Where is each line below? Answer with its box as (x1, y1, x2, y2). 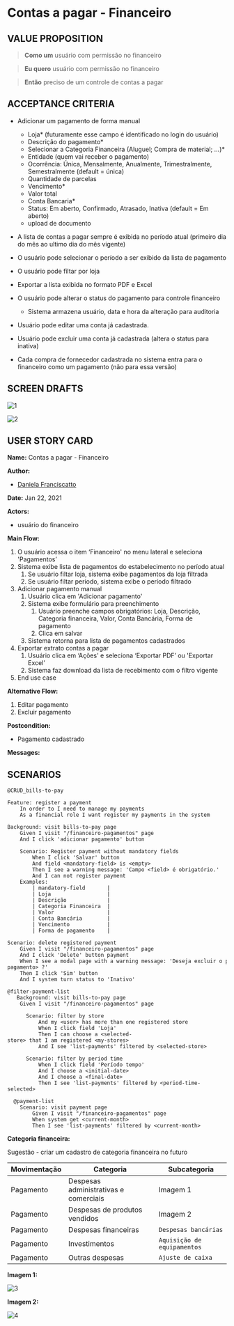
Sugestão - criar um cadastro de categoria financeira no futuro (7, 1148, 188, 1157)
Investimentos (68, 1239, 115, 1249)
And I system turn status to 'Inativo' (19, 976, 136, 983)
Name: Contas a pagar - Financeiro (7, 453, 109, 462)
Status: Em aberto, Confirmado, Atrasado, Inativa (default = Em (27, 204, 209, 212)
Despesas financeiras (68, 1225, 139, 1235)
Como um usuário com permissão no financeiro (24, 51, 162, 59)
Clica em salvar (38, 629, 83, 638)
